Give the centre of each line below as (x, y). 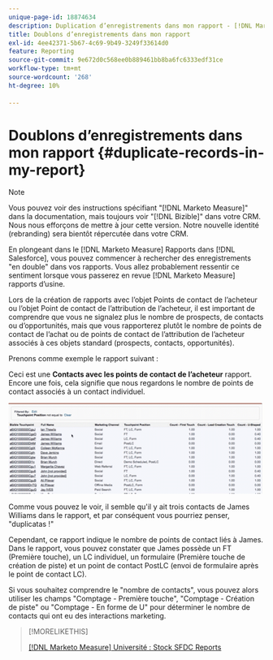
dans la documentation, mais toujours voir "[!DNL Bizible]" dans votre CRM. (135, 217)
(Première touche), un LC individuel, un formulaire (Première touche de (127, 557)
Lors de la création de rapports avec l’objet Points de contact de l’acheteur (133, 300)
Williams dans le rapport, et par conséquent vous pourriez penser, (119, 515)
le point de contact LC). (48, 574)
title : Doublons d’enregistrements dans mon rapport (100, 34)
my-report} (47, 170)
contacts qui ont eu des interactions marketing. (87, 616)
